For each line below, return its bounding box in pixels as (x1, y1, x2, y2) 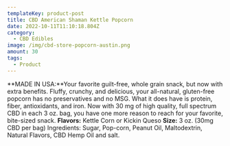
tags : (7, 55, 23, 62)
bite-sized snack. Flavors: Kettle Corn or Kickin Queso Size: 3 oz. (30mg (7, 116, 214, 124)
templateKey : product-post (7, 10, 84, 17)
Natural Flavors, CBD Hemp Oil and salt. (7, 131, 120, 139)
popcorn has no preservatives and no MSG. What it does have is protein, (7, 94, 213, 103)
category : (7, 29, 36, 36)
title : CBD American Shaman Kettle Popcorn (7, 16, 134, 23)
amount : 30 (7, 49, 38, 56)
